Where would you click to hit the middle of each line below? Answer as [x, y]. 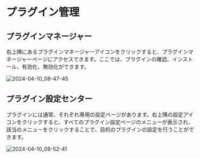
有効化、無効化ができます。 [56, 67]
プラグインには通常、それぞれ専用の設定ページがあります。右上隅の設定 [95, 114]
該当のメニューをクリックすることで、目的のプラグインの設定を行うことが [98, 129]
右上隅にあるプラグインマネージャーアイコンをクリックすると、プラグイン [97, 52]
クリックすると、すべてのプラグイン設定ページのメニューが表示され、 [108, 122]
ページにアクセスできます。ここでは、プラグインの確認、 [102, 59]
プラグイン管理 [43, 12]
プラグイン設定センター [49, 99]
